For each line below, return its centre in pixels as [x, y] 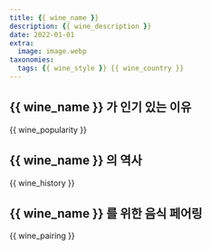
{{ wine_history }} [42, 183]
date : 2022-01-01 [42, 34]
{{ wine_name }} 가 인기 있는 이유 [101, 107]
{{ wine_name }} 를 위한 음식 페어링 [106, 213]
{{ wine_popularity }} [48, 130]
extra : [22, 43]
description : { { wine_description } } [81, 26]
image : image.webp [53, 52]
